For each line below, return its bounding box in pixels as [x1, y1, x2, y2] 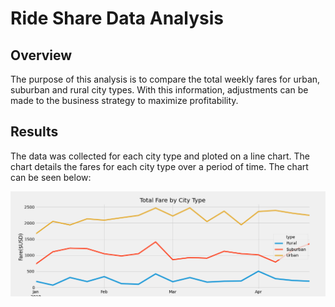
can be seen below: [10, 171, 92, 183]
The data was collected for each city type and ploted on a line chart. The [10, 150, 310, 162]
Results [10, 123, 59, 141]
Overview [10, 47, 73, 64]
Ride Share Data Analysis [10, 7, 225, 30]
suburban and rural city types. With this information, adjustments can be [10, 84, 309, 96]
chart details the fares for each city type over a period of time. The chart [10, 160, 309, 172]
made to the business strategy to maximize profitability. [10, 95, 239, 106]
